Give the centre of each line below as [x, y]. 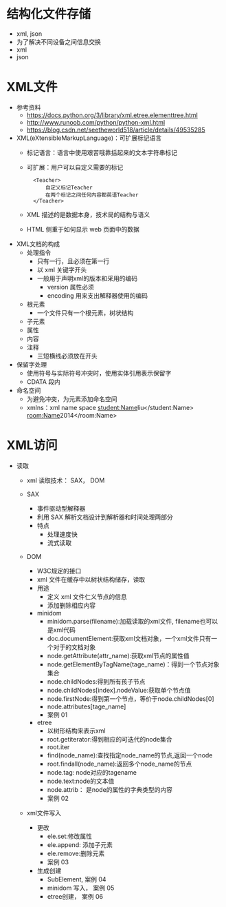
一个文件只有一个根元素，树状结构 [85, 313]
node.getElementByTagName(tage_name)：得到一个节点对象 [133, 664]
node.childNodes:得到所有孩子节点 [96, 681]
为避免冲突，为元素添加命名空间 [72, 399]
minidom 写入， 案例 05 [81, 888]
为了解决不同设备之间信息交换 [58, 41]
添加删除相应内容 [71, 605]
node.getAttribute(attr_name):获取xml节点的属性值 [118, 655]
